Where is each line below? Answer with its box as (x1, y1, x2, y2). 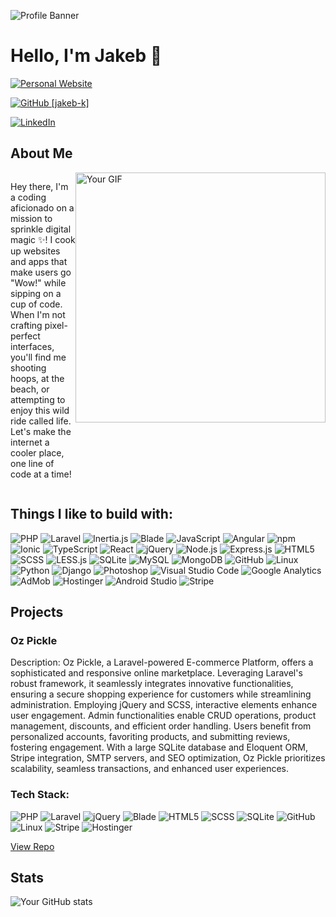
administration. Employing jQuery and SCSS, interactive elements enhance (10, 699, 318, 711)
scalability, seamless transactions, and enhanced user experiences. (10, 763, 290, 775)
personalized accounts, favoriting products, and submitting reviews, (10, 731, 291, 743)
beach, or (10, 383, 50, 395)
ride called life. (10, 415, 72, 427)
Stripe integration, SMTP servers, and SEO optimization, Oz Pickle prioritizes (10, 752, 326, 764)
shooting (10, 361, 47, 374)
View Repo (10, 840, 55, 852)
